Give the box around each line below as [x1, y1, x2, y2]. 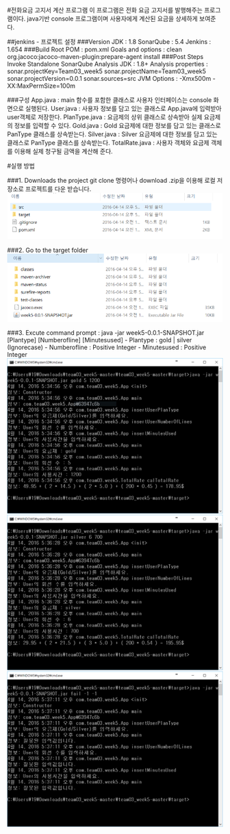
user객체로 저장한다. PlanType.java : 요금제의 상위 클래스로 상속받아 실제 [7, 113, 203, 121]
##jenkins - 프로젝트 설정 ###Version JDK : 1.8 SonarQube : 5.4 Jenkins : [7, 38, 212, 46]
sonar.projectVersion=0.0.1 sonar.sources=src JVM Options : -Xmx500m [7, 75, 212, 82]
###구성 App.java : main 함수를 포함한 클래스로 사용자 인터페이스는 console [7, 96, 212, 104]
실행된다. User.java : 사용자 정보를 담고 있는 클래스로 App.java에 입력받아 [25, 105, 222, 112]
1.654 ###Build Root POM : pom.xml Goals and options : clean [7, 45, 183, 53]
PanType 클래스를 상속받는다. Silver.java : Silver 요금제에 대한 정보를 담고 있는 [7, 130, 218, 138]
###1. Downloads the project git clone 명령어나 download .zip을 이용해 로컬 [7, 177, 216, 184]
